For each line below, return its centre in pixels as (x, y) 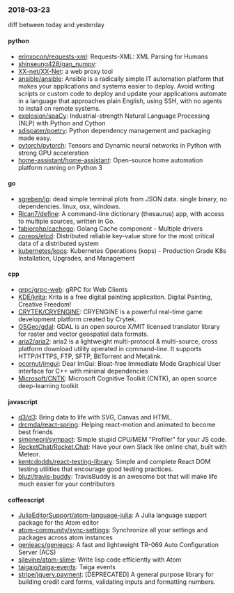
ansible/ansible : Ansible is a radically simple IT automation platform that (121, 79)
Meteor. (29, 454)
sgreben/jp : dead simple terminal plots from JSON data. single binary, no (123, 199)
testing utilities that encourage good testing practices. (95, 469)
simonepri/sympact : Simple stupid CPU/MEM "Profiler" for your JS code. (122, 440)
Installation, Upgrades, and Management (76, 258)
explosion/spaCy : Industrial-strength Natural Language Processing (114, 116)
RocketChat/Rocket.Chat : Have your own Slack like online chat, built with (122, 447)
